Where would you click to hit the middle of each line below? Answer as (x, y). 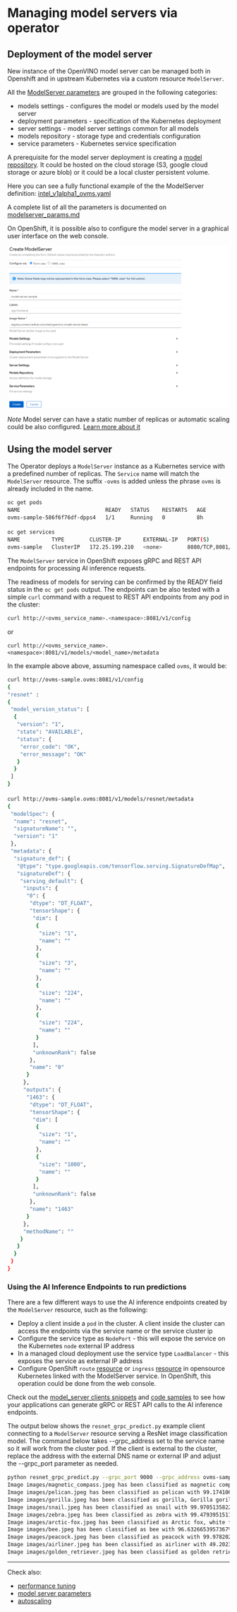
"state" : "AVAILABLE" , (50, 732)
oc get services (31, 532)
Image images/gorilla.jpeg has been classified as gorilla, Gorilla (110, 1500)
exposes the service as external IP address (80, 1361)
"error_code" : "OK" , (50, 747)
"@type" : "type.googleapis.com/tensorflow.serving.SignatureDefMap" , (121, 866)
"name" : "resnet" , (41, 822)
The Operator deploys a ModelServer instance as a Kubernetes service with (116, 466)
